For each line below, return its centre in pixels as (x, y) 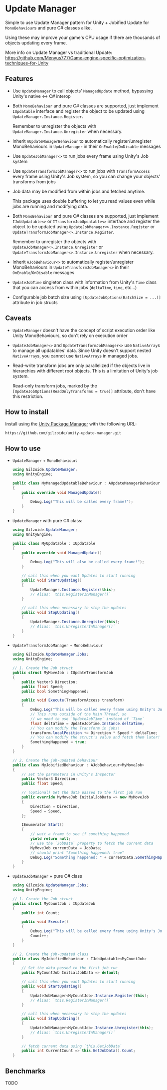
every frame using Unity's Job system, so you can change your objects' (86, 176)
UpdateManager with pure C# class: (47, 521)
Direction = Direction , (55, 806)
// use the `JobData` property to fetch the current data (92, 843)
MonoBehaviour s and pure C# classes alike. (49, 27)
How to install (27, 412)
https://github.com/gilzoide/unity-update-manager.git (63, 433)
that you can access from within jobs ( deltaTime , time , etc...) (75, 287)
